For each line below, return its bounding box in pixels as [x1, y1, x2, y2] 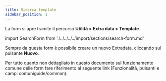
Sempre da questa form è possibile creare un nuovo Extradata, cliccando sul [5, 45, 162, 51]
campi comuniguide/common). [5, 70, 68, 76]
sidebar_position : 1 [5, 12, 48, 17]
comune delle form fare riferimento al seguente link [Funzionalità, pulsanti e [5, 65, 160, 71]
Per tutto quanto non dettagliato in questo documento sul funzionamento [5, 60, 154, 66]
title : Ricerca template [5, 7, 56, 12]
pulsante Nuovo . [5, 50, 39, 56]
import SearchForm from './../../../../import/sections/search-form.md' [5, 35, 144, 41]
